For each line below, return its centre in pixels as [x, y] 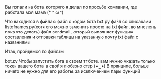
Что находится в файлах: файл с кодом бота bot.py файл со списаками [78, 22]
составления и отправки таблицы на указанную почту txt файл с [72, 37]
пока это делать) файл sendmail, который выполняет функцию [69, 32]
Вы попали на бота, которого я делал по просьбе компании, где [71, 7]
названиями [18, 42]
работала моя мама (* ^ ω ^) [34, 12]
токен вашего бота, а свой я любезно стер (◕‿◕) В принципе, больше [77, 66]
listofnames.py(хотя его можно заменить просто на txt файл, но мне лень [81, 27]
